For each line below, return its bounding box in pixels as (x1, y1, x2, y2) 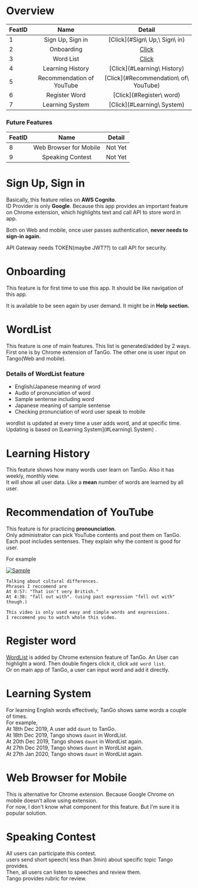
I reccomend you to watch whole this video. (6, 614, 117, 621)
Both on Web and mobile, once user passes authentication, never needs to (6, 226, 189, 234)
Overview (6, 4, 55, 18)
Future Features (6, 118, 53, 126)
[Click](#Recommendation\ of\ (104, 74, 189, 82)
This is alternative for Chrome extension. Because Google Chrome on (6, 791, 175, 798)
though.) (6, 599, 28, 605)
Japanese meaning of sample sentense (14, 402, 111, 409)
